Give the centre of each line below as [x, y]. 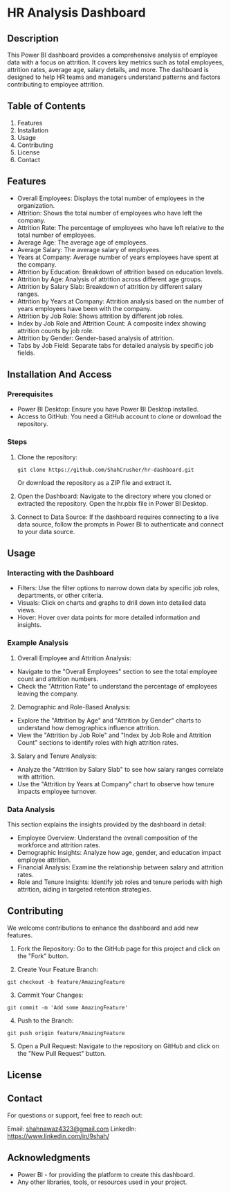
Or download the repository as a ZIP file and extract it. [94, 482]
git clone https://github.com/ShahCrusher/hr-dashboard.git [105, 470]
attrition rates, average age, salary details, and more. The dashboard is [108, 70]
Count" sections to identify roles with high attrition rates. [98, 742]
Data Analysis [31, 809]
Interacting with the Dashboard [61, 573]
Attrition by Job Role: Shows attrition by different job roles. [101, 316]
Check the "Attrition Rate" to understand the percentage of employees [117, 686]
